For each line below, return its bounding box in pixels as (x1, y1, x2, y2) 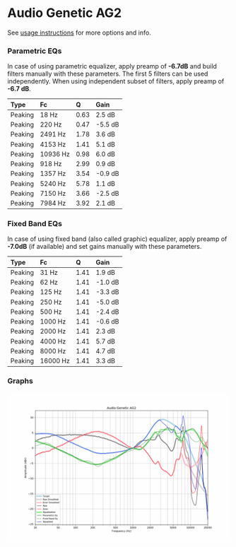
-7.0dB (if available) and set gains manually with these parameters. (7, 242, 202, 251)
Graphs (7, 376, 33, 386)
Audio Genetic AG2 (7, 5, 122, 21)
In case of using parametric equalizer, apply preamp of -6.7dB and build (7, 62, 218, 71)
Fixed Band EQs (7, 218, 62, 228)
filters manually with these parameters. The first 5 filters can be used (7, 69, 208, 78)
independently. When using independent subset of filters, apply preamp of (7, 77, 225, 86)
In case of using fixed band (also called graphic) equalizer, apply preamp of (7, 235, 228, 243)
